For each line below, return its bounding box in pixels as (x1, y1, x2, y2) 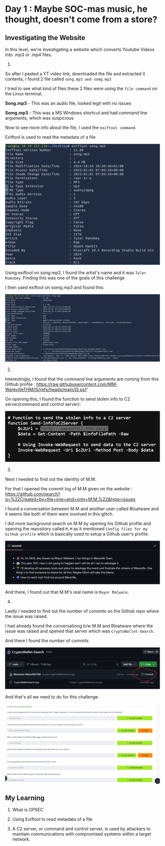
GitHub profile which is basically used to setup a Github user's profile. (5, 531, 149, 537)
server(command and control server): (5, 401, 81, 407)
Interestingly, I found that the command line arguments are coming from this (5, 376, 159, 382)
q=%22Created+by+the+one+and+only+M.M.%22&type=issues (5, 496, 136, 502)
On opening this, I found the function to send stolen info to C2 (5, 396, 130, 402)
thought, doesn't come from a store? (5, 14, 158, 25)
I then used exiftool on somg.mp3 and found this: (5, 284, 105, 291)
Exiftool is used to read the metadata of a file (5, 134, 96, 140)
